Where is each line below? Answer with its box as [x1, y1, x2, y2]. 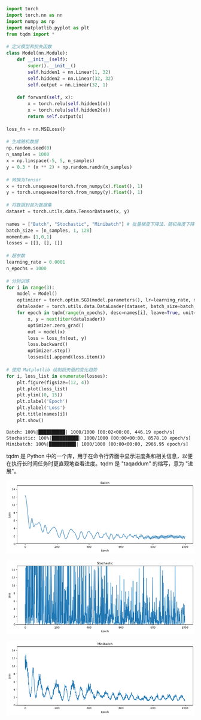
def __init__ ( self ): [17, 56, 68, 62]
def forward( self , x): [17, 94, 74, 101]
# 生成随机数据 [6, 139, 39, 145]
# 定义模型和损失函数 [6, 44, 52, 50]
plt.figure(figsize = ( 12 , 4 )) [17, 380, 90, 386]
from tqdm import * [6, 31, 55, 37]
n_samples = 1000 [6, 151, 50, 158]
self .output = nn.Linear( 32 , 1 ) [28, 82, 109, 88]
